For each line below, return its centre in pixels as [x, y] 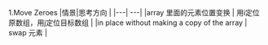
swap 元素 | [28, 33]
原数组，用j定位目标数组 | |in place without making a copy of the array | [128, 22]
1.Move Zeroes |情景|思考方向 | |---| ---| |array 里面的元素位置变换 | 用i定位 [134, 12]
